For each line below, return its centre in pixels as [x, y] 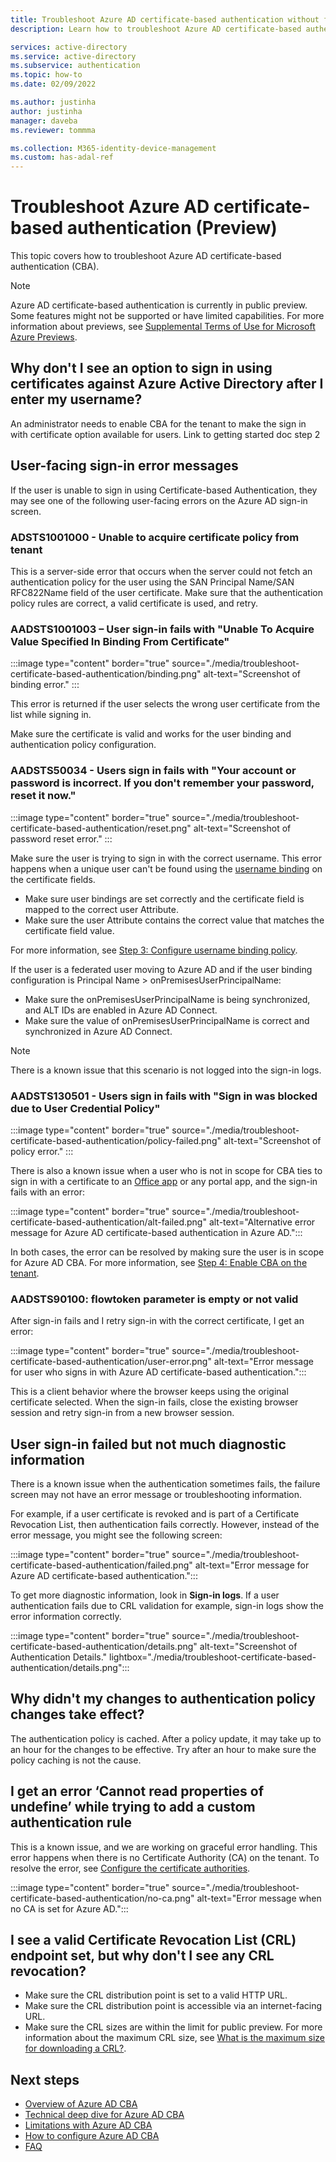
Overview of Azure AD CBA [81, 2104]
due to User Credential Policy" [85, 1108]
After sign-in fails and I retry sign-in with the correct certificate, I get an [157, 1321]
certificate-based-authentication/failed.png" [101, 1565]
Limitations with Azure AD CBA [88, 2125]
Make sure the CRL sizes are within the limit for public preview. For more [173, 2027]
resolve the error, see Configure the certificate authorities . [130, 1868]
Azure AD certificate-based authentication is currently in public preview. [159, 305]
